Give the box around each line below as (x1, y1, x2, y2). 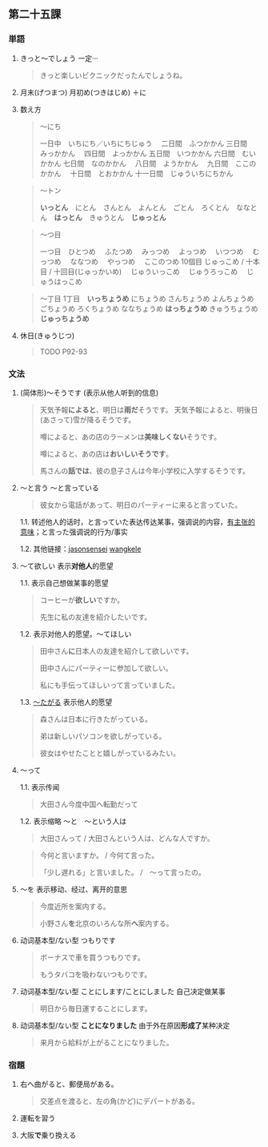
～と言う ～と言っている (19, 483, 100, 493)
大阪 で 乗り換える (19, 1130, 77, 1140)
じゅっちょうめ (39, 313, 90, 323)
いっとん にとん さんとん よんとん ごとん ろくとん (39, 203, 230, 212)
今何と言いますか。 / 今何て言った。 (39, 850, 159, 859)
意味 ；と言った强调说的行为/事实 (19, 527, 128, 537)
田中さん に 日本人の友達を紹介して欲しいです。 (39, 646, 194, 655)
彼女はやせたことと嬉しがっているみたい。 (39, 748, 180, 758)
